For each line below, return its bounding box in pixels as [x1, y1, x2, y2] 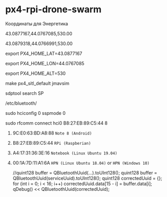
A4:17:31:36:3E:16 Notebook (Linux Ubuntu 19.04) [12, 150, 117, 156]
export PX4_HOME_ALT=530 [5, 70, 66, 76]
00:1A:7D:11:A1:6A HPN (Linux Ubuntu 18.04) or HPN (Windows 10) [12, 160, 150, 166]
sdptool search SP [5, 90, 44, 96]
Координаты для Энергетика [5, 21, 68, 27]
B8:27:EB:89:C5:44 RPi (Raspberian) [12, 140, 91, 146]
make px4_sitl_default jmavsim [5, 80, 70, 86]
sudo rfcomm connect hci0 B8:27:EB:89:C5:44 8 [5, 120, 108, 126]
